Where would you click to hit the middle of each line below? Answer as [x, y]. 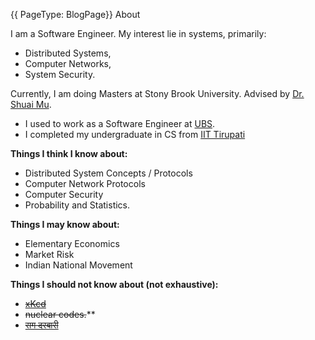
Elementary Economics [72, 243]
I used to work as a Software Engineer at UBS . [120, 123]
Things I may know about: [65, 224]
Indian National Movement [78, 265]
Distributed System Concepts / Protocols [108, 173]
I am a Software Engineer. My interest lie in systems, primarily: [138, 33]
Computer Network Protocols [85, 183]
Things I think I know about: [69, 153]
